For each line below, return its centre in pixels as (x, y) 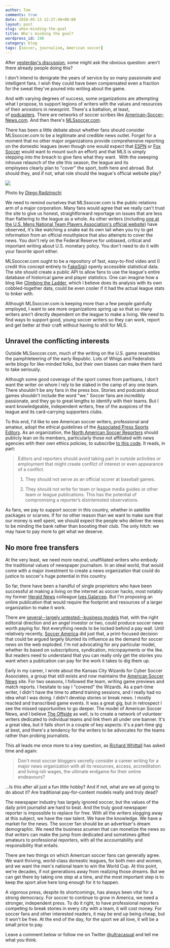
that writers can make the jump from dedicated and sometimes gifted (77, 835)
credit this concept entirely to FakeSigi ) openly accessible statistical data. (82, 266)
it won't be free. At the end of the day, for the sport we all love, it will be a (82, 919)
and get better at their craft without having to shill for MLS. (66, 325)
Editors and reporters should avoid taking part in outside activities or (89, 458)
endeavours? (31, 777)
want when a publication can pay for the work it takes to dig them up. (78, 661)
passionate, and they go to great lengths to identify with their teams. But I (82, 401)
